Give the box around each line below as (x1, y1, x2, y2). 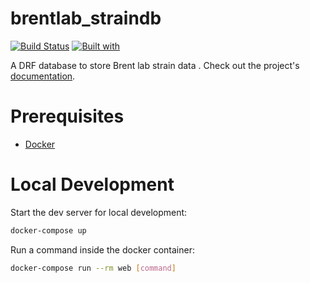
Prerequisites (10, 105, 125, 128)
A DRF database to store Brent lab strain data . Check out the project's (10, 59, 300, 71)
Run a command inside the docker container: (10, 243, 195, 256)
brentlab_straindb (10, 7, 162, 30)
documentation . (10, 70, 76, 82)
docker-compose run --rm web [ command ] (10, 263, 177, 273)
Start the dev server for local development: (10, 206, 188, 218)
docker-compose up (10, 225, 87, 236)
